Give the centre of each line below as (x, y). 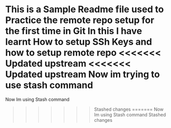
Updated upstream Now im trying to (82, 74)
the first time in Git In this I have (74, 31)
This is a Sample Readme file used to (85, 9)
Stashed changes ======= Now (129, 109)
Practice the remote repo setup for (80, 20)
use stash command (49, 85)
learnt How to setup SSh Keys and (79, 42)
